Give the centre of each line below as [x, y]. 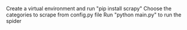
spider [14, 21]
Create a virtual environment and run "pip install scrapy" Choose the [89, 9]
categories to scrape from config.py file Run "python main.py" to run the [94, 15]
